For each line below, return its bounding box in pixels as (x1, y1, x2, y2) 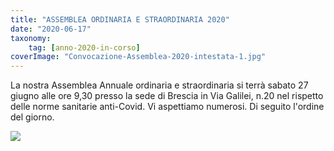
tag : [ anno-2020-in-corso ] (28, 42, 141, 53)
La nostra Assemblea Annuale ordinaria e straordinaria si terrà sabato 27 (10, 79, 309, 91)
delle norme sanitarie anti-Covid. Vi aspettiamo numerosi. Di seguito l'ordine (10, 101, 325, 113)
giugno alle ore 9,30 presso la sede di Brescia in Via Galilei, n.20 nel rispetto (10, 90, 324, 102)
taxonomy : (10, 33, 52, 43)
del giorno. (10, 111, 55, 123)
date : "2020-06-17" (10, 24, 92, 34)
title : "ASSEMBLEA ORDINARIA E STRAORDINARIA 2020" (10, 14, 230, 25)
